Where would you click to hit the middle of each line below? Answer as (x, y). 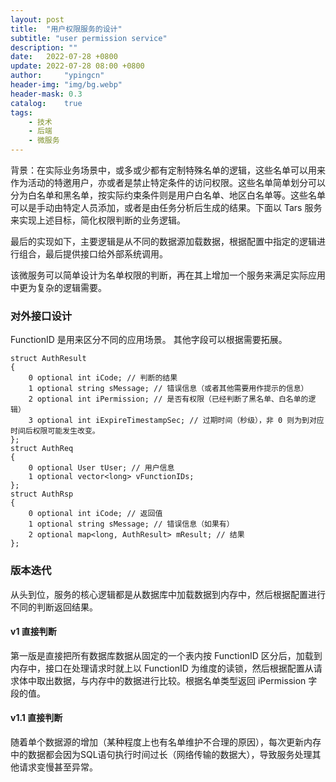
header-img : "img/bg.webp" (66, 85)
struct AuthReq (42, 449)
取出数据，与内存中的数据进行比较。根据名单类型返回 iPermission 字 (177, 680)
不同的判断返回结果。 (54, 607)
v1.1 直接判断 (36, 718)
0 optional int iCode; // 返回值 (95, 514)
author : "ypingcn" (57, 76)
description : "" (44, 47)
